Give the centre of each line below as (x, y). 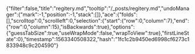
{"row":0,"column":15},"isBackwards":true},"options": (71, 27)
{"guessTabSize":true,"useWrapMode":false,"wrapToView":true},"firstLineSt (98, 33)
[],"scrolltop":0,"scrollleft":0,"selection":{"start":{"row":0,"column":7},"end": (98, 21)
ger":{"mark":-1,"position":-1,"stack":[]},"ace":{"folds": (72, 15)
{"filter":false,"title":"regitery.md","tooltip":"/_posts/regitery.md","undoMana (98, 8)
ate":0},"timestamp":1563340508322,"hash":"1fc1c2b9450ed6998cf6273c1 (98, 39)
